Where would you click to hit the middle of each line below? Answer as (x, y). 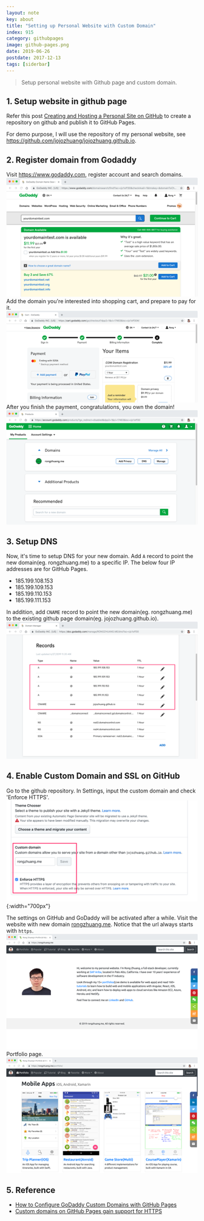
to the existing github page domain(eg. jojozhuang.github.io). (83, 618)
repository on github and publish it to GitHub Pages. (71, 122)
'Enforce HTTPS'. (28, 797)
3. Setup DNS (32, 542)
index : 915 (20, 32)
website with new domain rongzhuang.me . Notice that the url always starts (100, 924)
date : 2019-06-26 (28, 52)
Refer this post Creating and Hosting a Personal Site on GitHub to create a (99, 116)
